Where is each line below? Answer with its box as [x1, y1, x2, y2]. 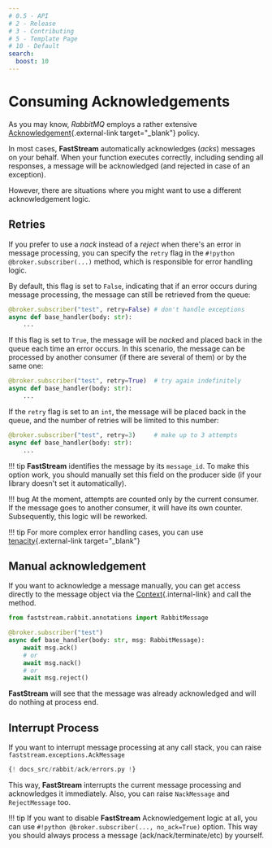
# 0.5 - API [8, 11, 49, 20]
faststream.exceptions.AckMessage [8, 751, 126, 759]
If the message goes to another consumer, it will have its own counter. [8, 502, 243, 513]
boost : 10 [15, 58, 49, 66]
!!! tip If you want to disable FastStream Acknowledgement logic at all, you [8, 813, 258, 823]
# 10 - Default [8, 42, 60, 50]
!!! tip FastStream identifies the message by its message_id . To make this [8, 461, 250, 470]
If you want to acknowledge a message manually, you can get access [8, 581, 241, 591]
